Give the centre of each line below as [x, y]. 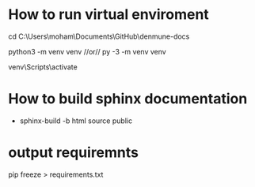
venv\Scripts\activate [43, 67]
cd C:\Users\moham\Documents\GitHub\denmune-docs [99, 36]
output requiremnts [74, 153]
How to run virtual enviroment [109, 15]
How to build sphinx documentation [128, 99]
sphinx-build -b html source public [76, 121]
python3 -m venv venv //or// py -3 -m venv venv [87, 51]
